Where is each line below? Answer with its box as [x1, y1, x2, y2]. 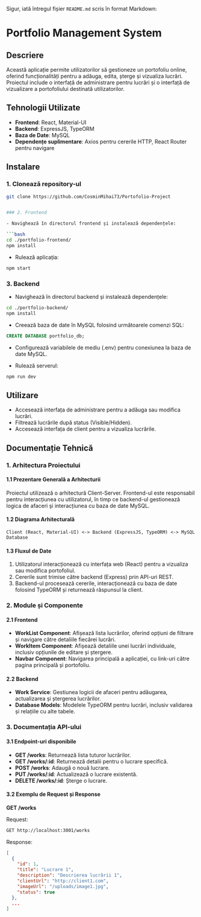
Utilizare [6, 390, 39, 400]
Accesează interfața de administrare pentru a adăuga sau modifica [14, 406, 181, 413]
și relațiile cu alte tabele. [14, 708, 75, 715]
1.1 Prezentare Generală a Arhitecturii [6, 476, 101, 483]
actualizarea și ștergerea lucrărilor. [14, 695, 101, 703]
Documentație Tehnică [6, 443, 93, 453]
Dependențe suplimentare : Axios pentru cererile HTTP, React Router [14, 138, 187, 145]
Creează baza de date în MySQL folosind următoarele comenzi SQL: [14, 321, 185, 328]
